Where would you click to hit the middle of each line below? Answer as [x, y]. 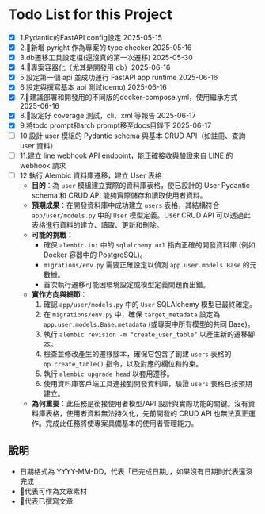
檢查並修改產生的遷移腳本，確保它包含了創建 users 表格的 [137, 354]
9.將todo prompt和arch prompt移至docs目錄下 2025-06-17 [115, 125]
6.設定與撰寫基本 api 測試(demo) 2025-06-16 [93, 87]
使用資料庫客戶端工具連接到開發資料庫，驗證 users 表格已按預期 [148, 383]
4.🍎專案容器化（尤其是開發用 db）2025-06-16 [95, 67]
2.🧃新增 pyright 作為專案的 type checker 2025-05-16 [106, 48]
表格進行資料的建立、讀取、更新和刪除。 [97, 224]
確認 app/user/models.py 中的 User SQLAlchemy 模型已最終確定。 [150, 304]
